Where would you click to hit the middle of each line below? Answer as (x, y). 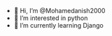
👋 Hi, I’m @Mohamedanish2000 (59, 11)
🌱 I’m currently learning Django (58, 25)
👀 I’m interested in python (51, 18)
